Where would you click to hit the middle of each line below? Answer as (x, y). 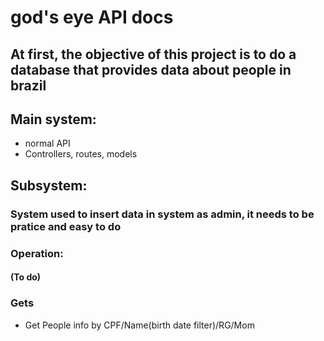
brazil (28, 85)
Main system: (53, 119)
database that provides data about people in (151, 69)
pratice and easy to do (66, 226)
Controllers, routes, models (81, 154)
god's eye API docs (92, 17)
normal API (47, 143)
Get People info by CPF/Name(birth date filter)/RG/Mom (139, 325)
